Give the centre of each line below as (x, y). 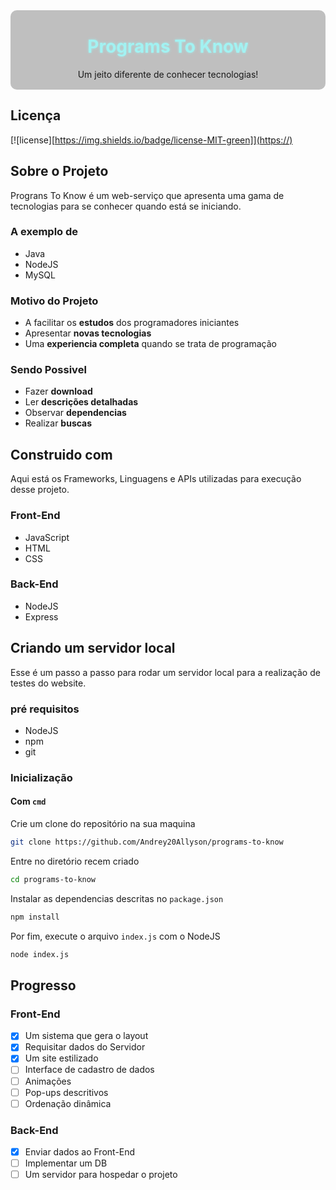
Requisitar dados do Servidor (85, 1047)
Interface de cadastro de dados (89, 1070)
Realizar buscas (58, 423)
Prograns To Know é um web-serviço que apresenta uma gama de (147, 195)
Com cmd (28, 801)
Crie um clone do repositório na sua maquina (103, 824)
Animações (48, 1081)
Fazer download (58, 391)
